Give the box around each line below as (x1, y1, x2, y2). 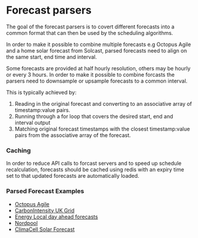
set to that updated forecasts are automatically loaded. (6, 172, 139, 180)
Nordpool (14, 219, 38, 226)
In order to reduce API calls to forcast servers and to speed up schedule (6, 160, 182, 167)
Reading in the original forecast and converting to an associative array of (14, 100, 192, 107)
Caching (6, 146, 31, 154)
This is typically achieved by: (6, 89, 77, 96)
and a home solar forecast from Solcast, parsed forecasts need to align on (6, 47, 187, 54)
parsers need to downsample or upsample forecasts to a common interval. (6, 77, 188, 84)
